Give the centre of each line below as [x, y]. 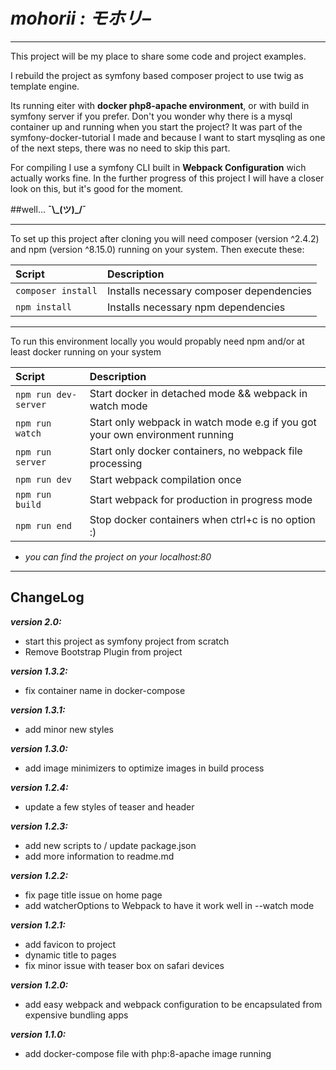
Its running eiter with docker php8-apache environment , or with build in [160, 105]
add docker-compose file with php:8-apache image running [148, 1053]
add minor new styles [69, 729]
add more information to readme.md [99, 856]
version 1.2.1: [38, 925]
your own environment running [162, 434]
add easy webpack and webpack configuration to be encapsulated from [173, 1004]
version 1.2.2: [39, 875]
